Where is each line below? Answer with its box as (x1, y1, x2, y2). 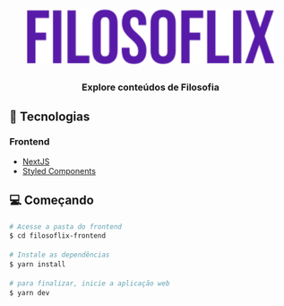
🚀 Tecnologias (9, 109, 90, 124)
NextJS (22, 156, 50, 167)
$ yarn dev (9, 288, 50, 297)
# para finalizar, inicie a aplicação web (9, 278, 170, 288)
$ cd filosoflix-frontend (9, 232, 106, 240)
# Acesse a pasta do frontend (9, 222, 123, 232)
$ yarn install (9, 260, 66, 269)
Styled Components (22, 165, 97, 176)
